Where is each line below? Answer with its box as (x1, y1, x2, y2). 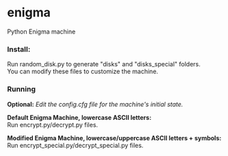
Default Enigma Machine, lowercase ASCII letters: (7, 113, 152, 121)
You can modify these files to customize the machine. (7, 67, 159, 76)
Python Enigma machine (7, 27, 76, 36)
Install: (7, 44, 31, 54)
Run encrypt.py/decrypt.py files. (7, 120, 98, 129)
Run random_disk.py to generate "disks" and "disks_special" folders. (7, 60, 201, 68)
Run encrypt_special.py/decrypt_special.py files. (7, 141, 144, 149)
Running (7, 84, 36, 94)
